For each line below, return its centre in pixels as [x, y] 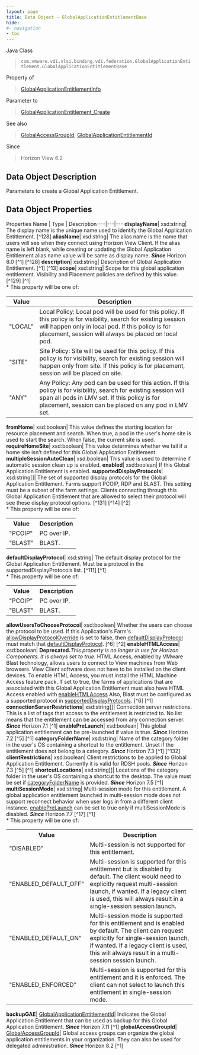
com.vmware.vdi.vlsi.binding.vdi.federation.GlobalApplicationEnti [105, 62]
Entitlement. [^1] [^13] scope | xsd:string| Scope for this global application [95, 268]
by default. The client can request [137, 930]
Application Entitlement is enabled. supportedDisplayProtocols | [85, 471]
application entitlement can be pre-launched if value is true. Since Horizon [97, 732]
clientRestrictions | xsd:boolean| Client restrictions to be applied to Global [97, 757]
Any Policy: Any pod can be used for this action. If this [114, 383]
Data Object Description [51, 176]
